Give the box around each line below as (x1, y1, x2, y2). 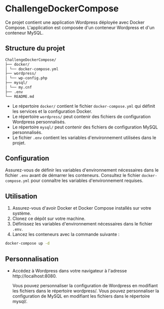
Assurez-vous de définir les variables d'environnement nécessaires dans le (5, 167, 159, 173)
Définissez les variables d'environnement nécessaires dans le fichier (12, 221, 153, 227)
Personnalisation (5, 255, 59, 263)
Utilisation (5, 192, 38, 200)
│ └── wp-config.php (5, 76, 48, 81)
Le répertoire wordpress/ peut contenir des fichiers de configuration (12, 113, 151, 119)
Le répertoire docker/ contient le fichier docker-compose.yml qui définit (12, 103, 155, 109)
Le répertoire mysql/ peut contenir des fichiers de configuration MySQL (12, 124, 158, 130)
